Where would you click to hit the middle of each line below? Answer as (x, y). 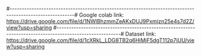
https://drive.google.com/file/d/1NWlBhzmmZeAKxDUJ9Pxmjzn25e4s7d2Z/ (101, 21)
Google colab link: (102, 15)
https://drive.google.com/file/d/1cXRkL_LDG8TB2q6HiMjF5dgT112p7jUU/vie (101, 40)
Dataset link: (141, 34)
